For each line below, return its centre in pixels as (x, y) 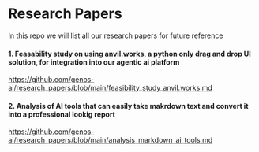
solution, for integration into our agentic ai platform (94, 62)
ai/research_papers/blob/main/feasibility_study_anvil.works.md (111, 88)
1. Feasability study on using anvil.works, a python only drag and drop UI (129, 54)
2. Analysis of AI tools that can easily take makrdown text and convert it (128, 106)
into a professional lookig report (62, 114)
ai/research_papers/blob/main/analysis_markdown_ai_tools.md (111, 140)
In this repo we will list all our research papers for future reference (116, 35)
